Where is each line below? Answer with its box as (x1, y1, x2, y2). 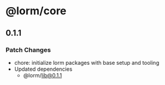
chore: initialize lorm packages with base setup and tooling (14, 59, 160, 66)
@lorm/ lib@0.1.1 (23, 71, 62, 78)
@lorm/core (5, 4, 67, 18)
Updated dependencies (14, 65, 73, 73)
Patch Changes (5, 46, 51, 54)
